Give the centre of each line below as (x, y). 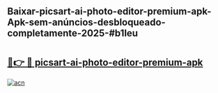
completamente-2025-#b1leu (72, 33)
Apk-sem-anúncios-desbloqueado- (86, 23)
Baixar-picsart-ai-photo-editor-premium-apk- (109, 12)
